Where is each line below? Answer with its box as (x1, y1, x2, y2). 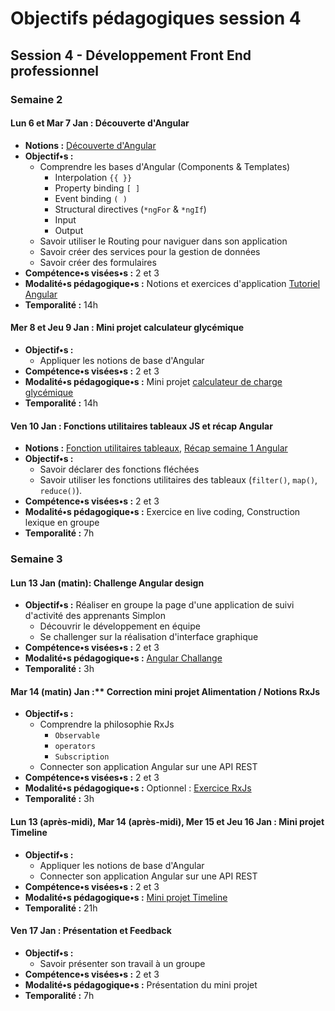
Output (54, 224, 84, 236)
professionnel (10, 62, 100, 79)
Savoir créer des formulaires (39, 256, 157, 268)
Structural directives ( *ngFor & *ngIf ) (54, 203, 207, 215)
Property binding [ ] (54, 182, 141, 194)
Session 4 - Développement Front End (10, 47, 252, 64)
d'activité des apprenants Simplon (24, 610, 166, 622)
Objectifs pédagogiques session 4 (10, 7, 302, 30)
